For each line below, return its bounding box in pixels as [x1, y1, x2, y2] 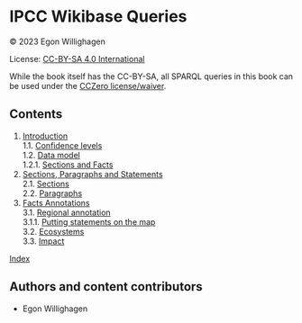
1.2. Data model [22, 149, 81, 160]
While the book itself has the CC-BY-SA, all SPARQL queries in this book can [9, 70, 294, 82]
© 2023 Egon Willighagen [9, 36, 105, 47]
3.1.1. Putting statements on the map [22, 216, 156, 227]
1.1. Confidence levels [22, 139, 103, 150]
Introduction [22, 130, 69, 141]
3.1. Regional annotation [22, 207, 111, 218]
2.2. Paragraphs [22, 187, 83, 199]
